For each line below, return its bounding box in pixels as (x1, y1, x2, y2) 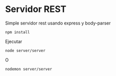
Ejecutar (5, 38, 22, 44)
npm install (5, 29, 30, 34)
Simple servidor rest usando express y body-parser (5, 20, 111, 26)
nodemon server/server (5, 66, 52, 71)
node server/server (5, 48, 46, 53)
